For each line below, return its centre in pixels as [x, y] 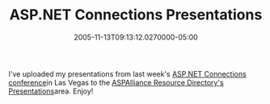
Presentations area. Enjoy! [51, 91]
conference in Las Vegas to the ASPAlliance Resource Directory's [116, 82]
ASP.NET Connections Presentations [136, 15]
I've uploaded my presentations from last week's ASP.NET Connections [127, 73]
